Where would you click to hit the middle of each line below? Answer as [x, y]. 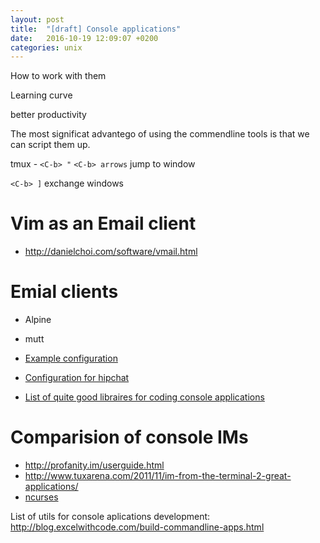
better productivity [48, 115]
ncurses [41, 497]
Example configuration [71, 358]
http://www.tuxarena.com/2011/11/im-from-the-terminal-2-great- [158, 476]
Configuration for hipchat [77, 378]
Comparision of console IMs [129, 437]
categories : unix [46, 47]
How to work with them [58, 76]
